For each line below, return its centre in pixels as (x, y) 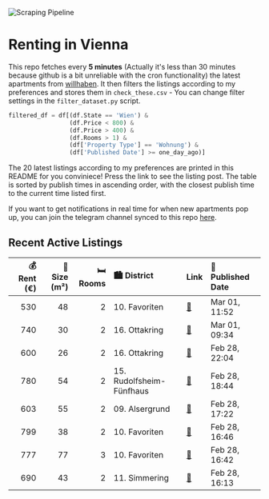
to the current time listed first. (57, 194)
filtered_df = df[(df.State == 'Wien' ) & (78, 115)
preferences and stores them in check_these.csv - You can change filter (126, 92)
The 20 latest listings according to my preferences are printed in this (121, 168)
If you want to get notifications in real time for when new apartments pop (128, 209)
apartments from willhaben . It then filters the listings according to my (122, 83)
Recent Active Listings (66, 243)
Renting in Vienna (68, 45)
